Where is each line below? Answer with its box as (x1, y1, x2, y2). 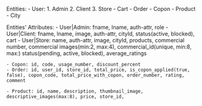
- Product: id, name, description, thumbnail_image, (6, 88, 144, 94)
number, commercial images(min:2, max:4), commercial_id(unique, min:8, (6, 43, 192, 50)
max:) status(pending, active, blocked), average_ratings (6, 50, 147, 57)
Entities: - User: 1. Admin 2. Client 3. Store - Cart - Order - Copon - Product (6, 6, 196, 12)
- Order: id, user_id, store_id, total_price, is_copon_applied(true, (6, 67, 190, 73)
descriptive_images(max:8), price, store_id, (6, 94, 124, 100)
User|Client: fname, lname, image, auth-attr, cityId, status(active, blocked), (6, 30, 195, 37)
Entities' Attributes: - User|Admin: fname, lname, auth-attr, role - (6, 24, 168, 31)
